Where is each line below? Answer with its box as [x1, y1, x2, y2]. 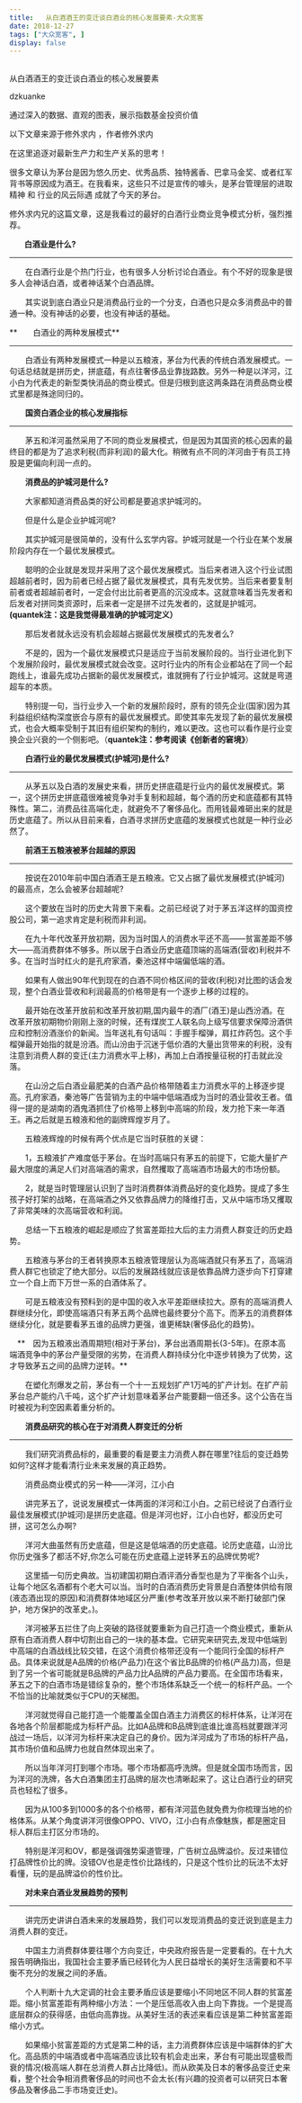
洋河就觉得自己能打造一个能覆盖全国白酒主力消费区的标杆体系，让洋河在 [24, 1709, 293, 1720]
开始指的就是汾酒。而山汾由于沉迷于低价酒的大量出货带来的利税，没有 [32, 1038, 293, 1049]
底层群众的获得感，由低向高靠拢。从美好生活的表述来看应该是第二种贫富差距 [9, 2009, 293, 2019]
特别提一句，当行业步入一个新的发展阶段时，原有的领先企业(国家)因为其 [24, 700, 291, 711]
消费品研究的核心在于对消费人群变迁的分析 [25, 1420, 182, 1431]
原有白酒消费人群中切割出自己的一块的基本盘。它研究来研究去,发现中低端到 [9, 1633, 288, 1644]
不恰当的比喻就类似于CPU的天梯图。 [9, 1690, 145, 1701]
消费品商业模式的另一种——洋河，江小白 [24, 1479, 175, 1490]
